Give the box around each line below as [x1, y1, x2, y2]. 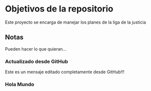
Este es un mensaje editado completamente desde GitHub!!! [5, 69, 125, 75]
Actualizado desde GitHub [5, 58, 68, 65]
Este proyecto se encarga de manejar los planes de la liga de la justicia [5, 19, 146, 25]
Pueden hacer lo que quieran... [5, 46, 67, 52]
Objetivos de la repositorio [5, 3, 114, 14]
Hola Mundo [5, 81, 35, 88]
